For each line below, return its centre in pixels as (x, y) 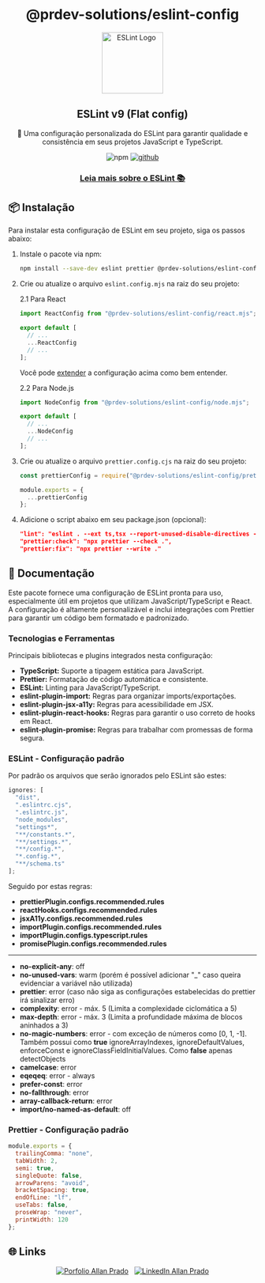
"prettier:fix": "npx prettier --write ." (90, 549)
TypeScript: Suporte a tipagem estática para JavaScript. (112, 671)
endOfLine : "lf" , (44, 1198)
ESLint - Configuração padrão (66, 759)
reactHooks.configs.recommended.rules (88, 910)
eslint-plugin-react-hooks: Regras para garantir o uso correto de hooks (137, 713)
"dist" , (28, 798)
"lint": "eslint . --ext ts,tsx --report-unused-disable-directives (134, 534)
